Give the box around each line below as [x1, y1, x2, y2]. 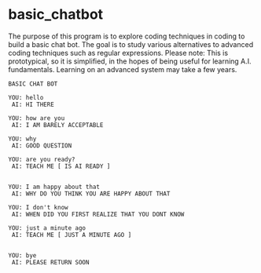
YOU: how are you [8, 114, 65, 122]
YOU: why [8, 135, 37, 143]
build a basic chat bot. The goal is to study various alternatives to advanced [8, 39, 254, 49]
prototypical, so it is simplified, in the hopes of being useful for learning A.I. [8, 56, 252, 66]
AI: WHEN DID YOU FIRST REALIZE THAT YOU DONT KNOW [11, 210, 185, 218]
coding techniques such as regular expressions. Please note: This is [8, 48, 229, 57]
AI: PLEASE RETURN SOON [11, 258, 90, 266]
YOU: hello [8, 93, 44, 101]
